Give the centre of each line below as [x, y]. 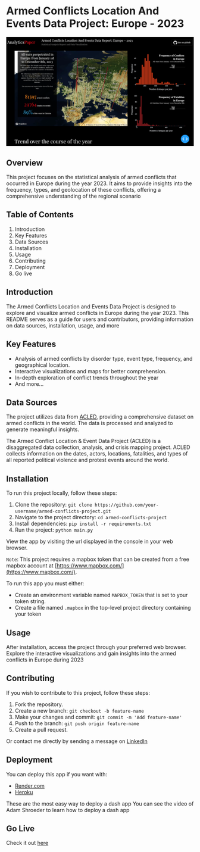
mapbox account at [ [32, 566]
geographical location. [42, 365]
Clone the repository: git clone [53, 505]
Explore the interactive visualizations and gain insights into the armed [91, 653]
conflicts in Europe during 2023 [45, 660]
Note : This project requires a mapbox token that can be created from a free [98, 559]
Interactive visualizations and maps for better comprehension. [91, 371]
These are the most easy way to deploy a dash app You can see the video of [100, 803]
